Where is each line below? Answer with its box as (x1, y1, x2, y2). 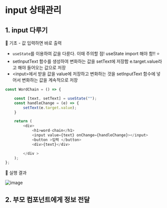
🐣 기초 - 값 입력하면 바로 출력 (5, 40, 62, 46)
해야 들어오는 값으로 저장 (17, 65, 66, 70)
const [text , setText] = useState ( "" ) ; (14, 96, 97, 101)
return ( (14, 119, 32, 124)
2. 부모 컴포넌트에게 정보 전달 (5, 195, 90, 204)
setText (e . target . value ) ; (23, 105, 77, 110)
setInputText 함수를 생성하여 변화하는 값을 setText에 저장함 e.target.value (12, 58, 159, 64)
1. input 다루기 (5, 26, 48, 34)
